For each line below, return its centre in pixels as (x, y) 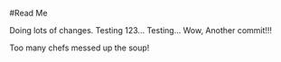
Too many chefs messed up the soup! (80, 48)
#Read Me (28, 13)
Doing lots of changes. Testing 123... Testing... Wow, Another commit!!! (141, 30)
